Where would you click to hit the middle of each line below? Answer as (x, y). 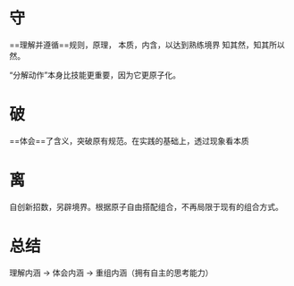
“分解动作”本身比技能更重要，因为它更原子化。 (95, 75)
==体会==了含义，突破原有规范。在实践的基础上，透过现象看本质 (130, 140)
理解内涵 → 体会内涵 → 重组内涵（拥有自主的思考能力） (111, 273)
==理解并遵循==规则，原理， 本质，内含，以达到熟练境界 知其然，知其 (139, 45)
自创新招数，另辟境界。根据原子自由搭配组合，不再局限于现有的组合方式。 (146, 206)
